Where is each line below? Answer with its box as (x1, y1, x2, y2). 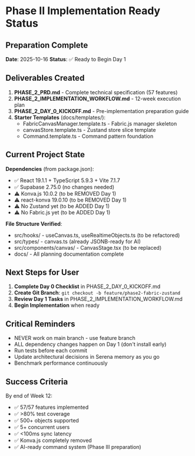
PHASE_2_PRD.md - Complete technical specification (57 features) (14, 88, 178, 95)
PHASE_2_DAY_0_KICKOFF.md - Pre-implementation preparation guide (14, 107, 189, 114)
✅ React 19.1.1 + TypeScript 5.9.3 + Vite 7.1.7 (14, 177, 120, 184)
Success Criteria (5, 376, 68, 386)
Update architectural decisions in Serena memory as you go (14, 353, 160, 361)
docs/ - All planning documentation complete (14, 250, 124, 257)
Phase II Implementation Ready (5, 4, 160, 18)
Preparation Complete (5, 40, 88, 50)
